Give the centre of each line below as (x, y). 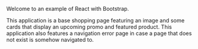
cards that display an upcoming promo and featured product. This (89, 27)
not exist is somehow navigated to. (50, 40)
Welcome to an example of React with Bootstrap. (68, 9)
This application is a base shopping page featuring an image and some (96, 20)
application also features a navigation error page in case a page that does (99, 33)
